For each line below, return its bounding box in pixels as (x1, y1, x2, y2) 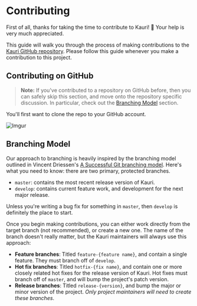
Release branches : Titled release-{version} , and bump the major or (14, 282, 182, 289)
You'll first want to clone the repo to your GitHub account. (6, 110, 146, 117)
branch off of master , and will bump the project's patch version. (14, 275, 169, 282)
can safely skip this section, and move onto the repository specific (20, 93, 182, 100)
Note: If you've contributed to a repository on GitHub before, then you (20, 87, 191, 94)
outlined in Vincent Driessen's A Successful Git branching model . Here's (6, 161, 182, 168)
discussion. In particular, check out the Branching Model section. (20, 99, 179, 106)
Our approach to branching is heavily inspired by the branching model (6, 154, 176, 162)
